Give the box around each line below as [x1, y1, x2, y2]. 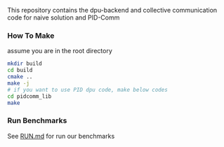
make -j [7, 80, 30, 87]
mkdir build [7, 60, 42, 67]
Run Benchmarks [7, 115, 67, 125]
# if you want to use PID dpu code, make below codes [7, 86, 169, 93]
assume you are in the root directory [7, 47, 112, 55]
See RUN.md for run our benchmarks [7, 132, 115, 140]
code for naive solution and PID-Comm [7, 13, 120, 22]
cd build [7, 66, 33, 74]
